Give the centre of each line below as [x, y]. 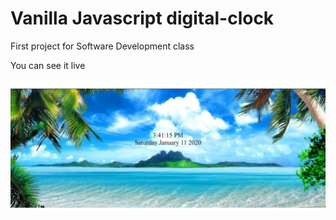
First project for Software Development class [102, 46]
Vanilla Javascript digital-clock [142, 18]
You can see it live [48, 65]
